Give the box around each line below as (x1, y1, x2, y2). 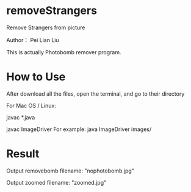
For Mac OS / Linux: (6, 102, 56, 109)
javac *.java (6, 113, 35, 121)
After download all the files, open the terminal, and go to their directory (6, 90, 185, 98)
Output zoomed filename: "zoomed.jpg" (6, 179, 107, 186)
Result (6, 147, 40, 161)
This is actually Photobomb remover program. (6, 48, 121, 55)
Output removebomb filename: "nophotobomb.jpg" (6, 167, 134, 174)
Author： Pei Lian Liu (6, 36, 59, 43)
